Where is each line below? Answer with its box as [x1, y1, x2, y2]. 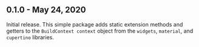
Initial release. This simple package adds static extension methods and [6, 20, 183, 28]
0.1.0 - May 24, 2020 [6, 5, 86, 15]
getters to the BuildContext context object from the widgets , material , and [6, 27, 194, 34]
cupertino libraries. [6, 33, 55, 41]
